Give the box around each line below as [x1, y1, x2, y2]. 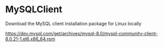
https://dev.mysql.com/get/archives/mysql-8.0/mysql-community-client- [5, 30, 158, 36]
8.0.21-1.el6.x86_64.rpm [5, 36, 56, 42]
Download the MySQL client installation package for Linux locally [5, 20, 142, 27]
